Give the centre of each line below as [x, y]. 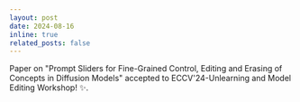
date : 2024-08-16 [42, 26]
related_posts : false [50, 43]
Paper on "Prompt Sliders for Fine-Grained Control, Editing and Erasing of [146, 69]
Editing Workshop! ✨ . [49, 88]
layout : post [34, 18]
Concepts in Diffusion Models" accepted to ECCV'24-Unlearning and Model [150, 79]
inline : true [34, 34]
